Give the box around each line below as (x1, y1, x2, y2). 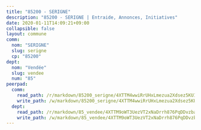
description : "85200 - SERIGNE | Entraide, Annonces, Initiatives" (6, 14, 178, 20)
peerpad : (6, 81, 28, 87)
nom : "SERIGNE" (11, 43, 50, 49)
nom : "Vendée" (11, 64, 47, 71)
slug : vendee (11, 70, 44, 76)
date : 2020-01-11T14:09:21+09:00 (6, 20, 90, 26)
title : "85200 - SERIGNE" (6, 8, 71, 15)
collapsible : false (6, 25, 55, 32)
